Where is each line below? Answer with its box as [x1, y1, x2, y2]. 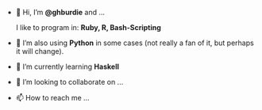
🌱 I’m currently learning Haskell [15, 62, 119, 71]
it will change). [15, 47, 64, 55]
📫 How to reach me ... [15, 93, 90, 102]
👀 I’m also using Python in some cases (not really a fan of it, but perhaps [15, 38, 254, 47]
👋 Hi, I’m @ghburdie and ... [15, 8, 106, 17]
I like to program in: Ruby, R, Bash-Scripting [15, 23, 161, 32]
